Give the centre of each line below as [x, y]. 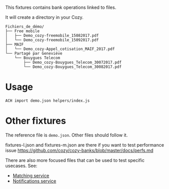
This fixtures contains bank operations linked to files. [61, 7]
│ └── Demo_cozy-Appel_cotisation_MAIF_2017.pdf [60, 49]
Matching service [31, 175]
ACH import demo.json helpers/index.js [48, 101]
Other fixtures [36, 121]
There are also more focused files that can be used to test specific [75, 160]
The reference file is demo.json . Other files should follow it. [67, 135]
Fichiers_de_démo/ [25, 27]
